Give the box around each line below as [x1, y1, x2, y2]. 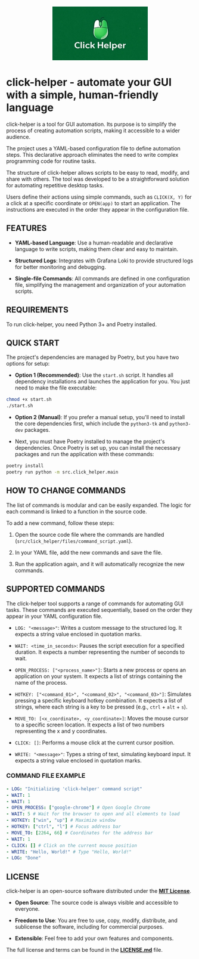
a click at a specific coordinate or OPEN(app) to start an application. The [6, 199, 181, 206]
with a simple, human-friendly [6, 88, 159, 102]
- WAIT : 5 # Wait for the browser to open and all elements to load [6, 811, 180, 817]
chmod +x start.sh [6, 397, 52, 403]
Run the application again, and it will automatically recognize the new [14, 560, 185, 567]
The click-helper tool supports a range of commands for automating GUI [6, 600, 184, 607]
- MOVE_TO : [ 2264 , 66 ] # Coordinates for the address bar [6, 830, 153, 836]
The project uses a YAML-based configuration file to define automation [6, 144, 181, 152]
